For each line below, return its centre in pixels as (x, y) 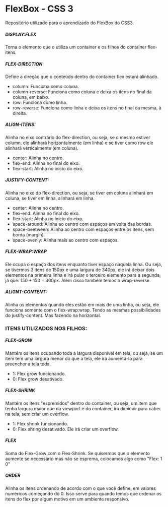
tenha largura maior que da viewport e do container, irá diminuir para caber (83, 408)
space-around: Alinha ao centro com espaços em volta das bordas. (82, 224)
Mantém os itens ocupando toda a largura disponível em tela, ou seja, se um (84, 353)
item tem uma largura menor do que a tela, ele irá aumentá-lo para (74, 358)
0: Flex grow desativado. (38, 379)
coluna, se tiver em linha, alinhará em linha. (50, 198)
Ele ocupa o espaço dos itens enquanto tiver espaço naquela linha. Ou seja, (84, 264)
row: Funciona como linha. (40, 102)
